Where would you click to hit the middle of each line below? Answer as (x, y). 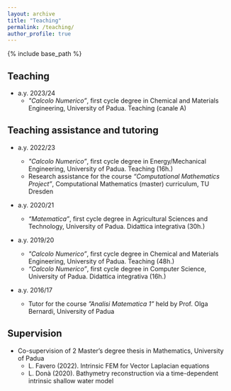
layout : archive (31, 14)
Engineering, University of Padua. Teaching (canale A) (107, 108)
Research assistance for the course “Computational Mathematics (124, 176)
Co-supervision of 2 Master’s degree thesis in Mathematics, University (121, 351)
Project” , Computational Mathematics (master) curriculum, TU (119, 183)
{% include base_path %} (45, 54)
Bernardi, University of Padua (71, 311)
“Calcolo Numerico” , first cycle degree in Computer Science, (117, 268)
